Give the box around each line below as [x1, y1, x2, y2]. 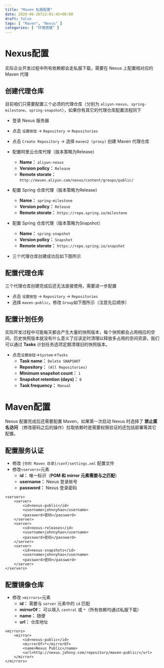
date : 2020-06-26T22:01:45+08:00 [5, 12, 73, 17]
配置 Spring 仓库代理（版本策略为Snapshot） [12, 220, 103, 226]
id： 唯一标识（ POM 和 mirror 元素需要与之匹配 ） [19, 472, 120, 478]
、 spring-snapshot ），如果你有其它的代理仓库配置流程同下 [24, 107, 141, 113]
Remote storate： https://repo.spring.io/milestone [19, 209, 127, 216]
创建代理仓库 [5, 87, 44, 96]
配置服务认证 [5, 446, 44, 455]
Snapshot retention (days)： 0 [19, 376, 82, 382]
